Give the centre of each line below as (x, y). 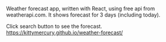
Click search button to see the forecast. (54, 26)
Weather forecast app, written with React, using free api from (81, 9)
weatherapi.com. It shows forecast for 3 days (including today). (83, 15)
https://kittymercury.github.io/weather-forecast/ (64, 33)
